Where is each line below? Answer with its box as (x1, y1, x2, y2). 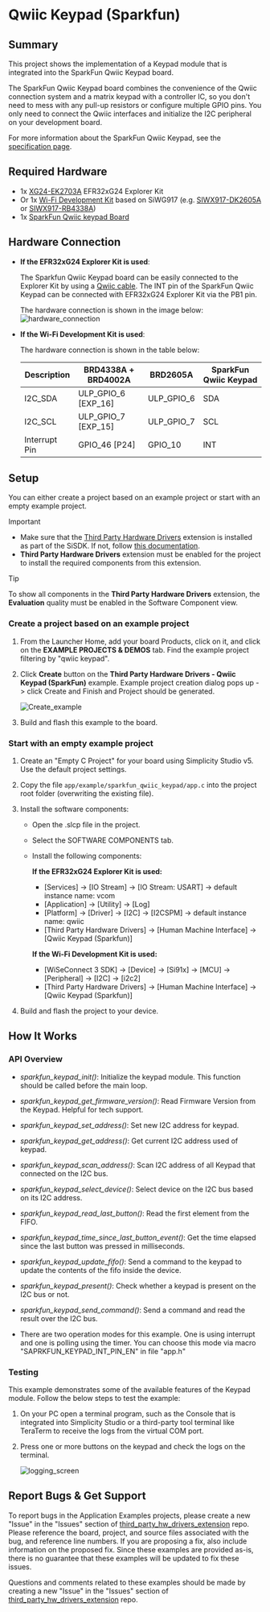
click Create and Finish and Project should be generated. (27, 686, 215, 696)
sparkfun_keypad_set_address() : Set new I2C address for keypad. (19, 1120, 239, 1129)
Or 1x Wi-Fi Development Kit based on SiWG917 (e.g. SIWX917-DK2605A (19, 195, 262, 205)
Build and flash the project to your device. (19, 1006, 159, 1016)
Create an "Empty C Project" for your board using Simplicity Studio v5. (19, 756, 254, 766)
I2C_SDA (23, 392, 58, 404)
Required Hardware (8, 165, 108, 179)
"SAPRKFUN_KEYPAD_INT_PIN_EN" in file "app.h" (19, 1346, 186, 1356)
